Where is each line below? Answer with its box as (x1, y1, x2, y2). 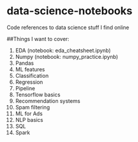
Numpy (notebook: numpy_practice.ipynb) (15, 53, 118, 60)
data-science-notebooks (7, 4, 133, 18)
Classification (15, 72, 49, 79)
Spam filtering (15, 103, 50, 111)
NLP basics (15, 116, 43, 123)
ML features (15, 65, 45, 72)
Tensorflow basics (15, 91, 61, 98)
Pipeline (15, 84, 36, 91)
